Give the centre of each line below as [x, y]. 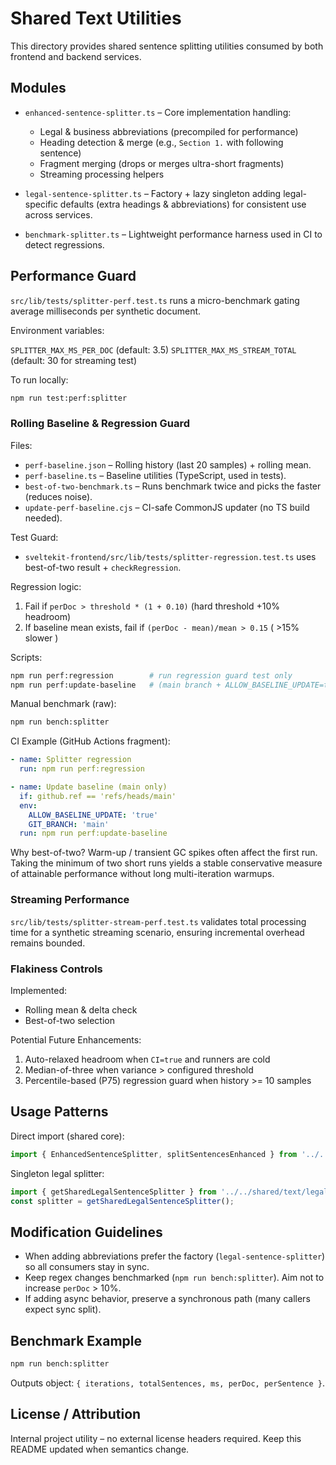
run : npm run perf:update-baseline [93, 833]
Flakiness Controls [56, 969]
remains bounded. [48, 943]
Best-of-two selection [69, 1020]
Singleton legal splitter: [57, 1173]
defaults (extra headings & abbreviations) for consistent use [183, 204]
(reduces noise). [58, 496]
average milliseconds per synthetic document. [106, 311]
